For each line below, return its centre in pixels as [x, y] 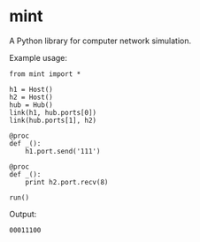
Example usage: [38, 57]
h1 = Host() [31, 89]
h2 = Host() [31, 97]
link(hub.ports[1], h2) [53, 120]
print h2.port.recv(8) [67, 182]
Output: [23, 214]
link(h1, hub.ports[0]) [53, 112]
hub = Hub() [31, 105]
